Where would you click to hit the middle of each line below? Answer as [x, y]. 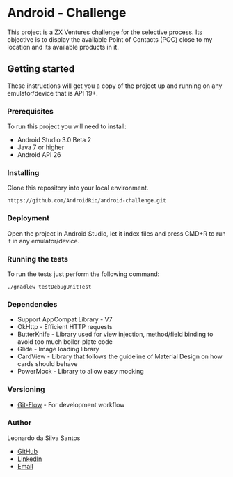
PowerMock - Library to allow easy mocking [80, 372]
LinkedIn [30, 459]
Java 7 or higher [41, 147]
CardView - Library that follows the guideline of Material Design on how [120, 356]
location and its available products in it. [63, 47]
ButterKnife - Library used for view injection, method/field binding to [115, 334]
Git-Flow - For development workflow [71, 404]
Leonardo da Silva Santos [44, 438]
